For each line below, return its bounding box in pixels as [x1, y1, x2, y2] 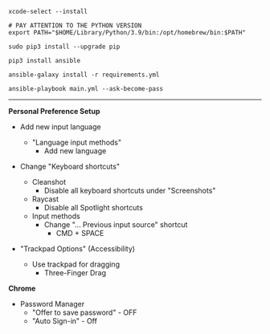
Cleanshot [31, 177, 67, 186]
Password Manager [19, 299, 85, 308]
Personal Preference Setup [8, 107, 100, 116]
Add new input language [19, 122, 102, 132]
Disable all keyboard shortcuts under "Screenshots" [43, 185, 216, 195]
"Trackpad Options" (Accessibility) [19, 244, 135, 253]
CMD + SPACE [55, 229, 104, 238]
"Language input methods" [31, 137, 122, 147]
